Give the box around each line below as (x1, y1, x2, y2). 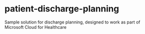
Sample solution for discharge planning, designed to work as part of (4, 19, 141, 25)
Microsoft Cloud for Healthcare (4, 24, 66, 30)
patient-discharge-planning (4, 3, 119, 14)
